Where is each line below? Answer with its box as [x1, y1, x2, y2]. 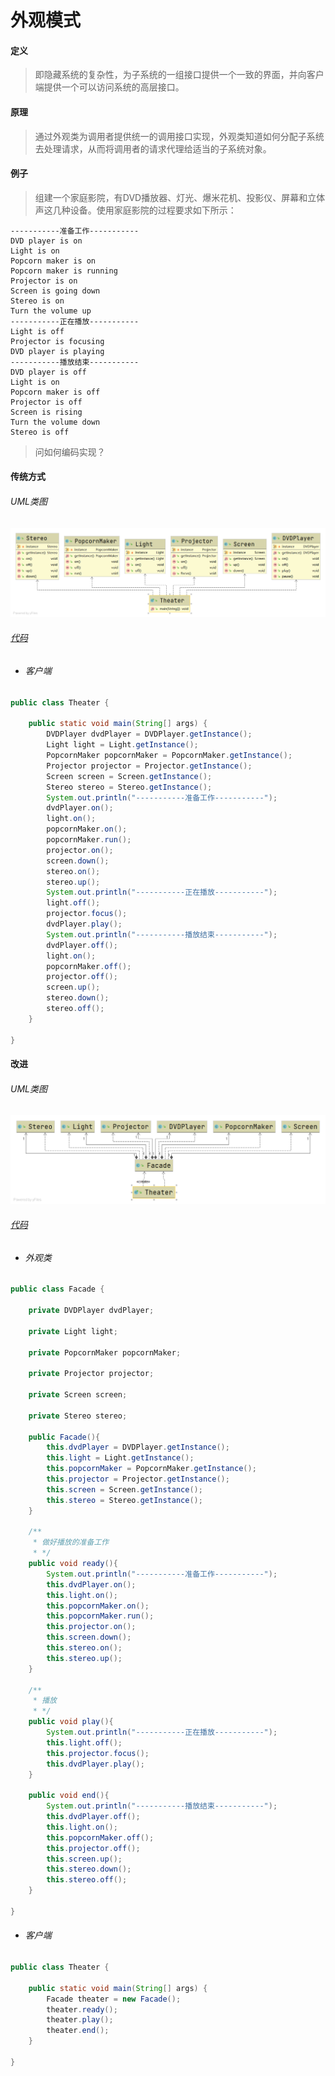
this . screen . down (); [46, 1632, 132, 1643]
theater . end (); [46, 2026, 110, 2036]
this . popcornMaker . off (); [46, 1832, 155, 1843]
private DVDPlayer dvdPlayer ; [28, 1306, 155, 1316]
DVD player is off [10, 367, 87, 377]
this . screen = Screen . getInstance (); [46, 1484, 203, 1495]
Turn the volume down [10, 417, 101, 427]
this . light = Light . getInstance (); [46, 1453, 195, 1463]
